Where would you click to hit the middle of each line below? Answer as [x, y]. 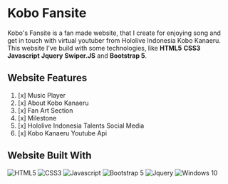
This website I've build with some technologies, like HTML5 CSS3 [104, 48]
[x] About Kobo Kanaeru [53, 103]
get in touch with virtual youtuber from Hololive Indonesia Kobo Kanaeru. [114, 40]
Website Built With [50, 156]
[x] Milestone [37, 118]
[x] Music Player [42, 95]
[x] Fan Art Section [45, 110]
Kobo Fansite [47, 13]
